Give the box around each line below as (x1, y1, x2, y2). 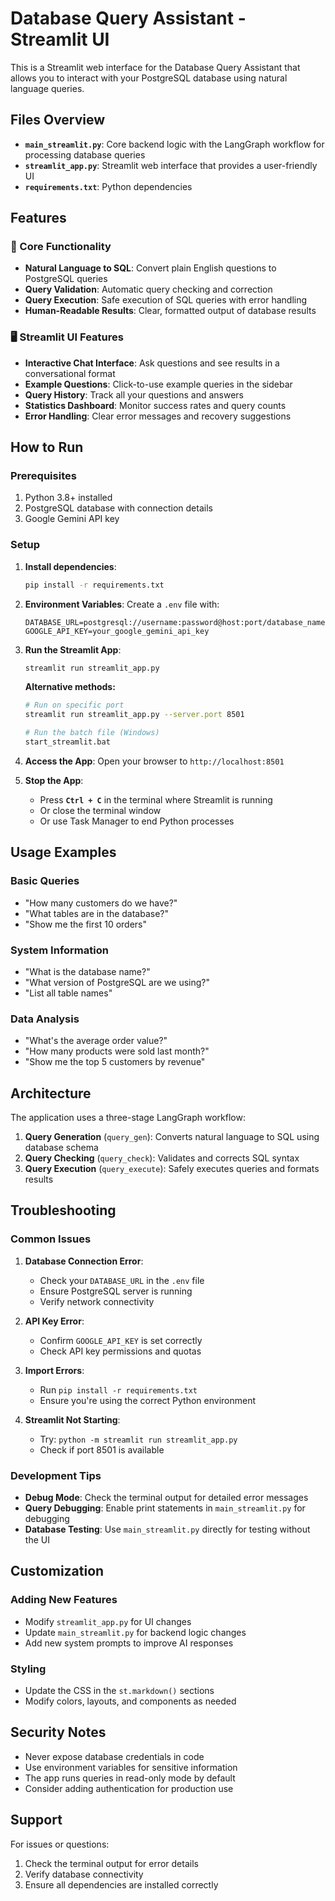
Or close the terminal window (39, 804, 162, 816)
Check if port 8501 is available (39, 1443, 165, 1456)
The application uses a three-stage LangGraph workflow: (10, 1112, 246, 1124)
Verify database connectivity (24, 1868, 144, 1880)
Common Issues (10, 1232, 92, 1246)
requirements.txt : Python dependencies (24, 180, 193, 192)
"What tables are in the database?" (24, 907, 170, 919)
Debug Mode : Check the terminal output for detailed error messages (24, 1492, 309, 1504)
